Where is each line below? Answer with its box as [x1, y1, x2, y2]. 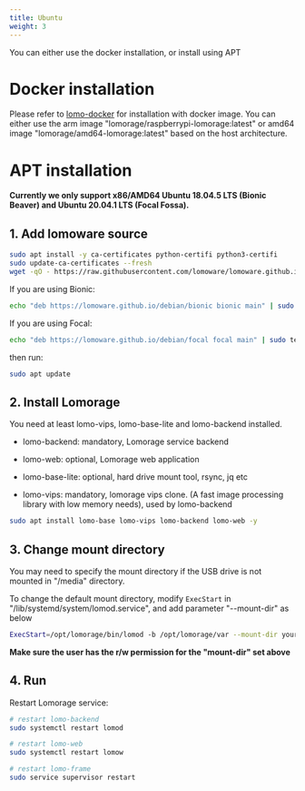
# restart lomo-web [9, 739, 84, 749]
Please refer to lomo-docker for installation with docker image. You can [9, 108, 276, 119]
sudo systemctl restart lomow [9, 748, 124, 757]
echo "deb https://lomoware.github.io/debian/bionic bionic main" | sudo [9, 301, 295, 310]
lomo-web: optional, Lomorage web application [22, 454, 200, 465]
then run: [9, 351, 44, 362]
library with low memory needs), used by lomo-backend [22, 499, 233, 510]
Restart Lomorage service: [9, 697, 109, 708]
